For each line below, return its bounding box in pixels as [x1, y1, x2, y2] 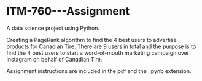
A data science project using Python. [6, 24, 100, 32]
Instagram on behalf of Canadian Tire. [6, 55, 103, 63]
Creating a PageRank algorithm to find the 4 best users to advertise [6, 36, 177, 43]
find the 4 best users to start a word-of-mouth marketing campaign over [6, 49, 189, 56]
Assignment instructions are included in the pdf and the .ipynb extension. [6, 67, 192, 74]
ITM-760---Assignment [6, 4, 130, 18]
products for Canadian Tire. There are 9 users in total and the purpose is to [6, 43, 196, 50]
